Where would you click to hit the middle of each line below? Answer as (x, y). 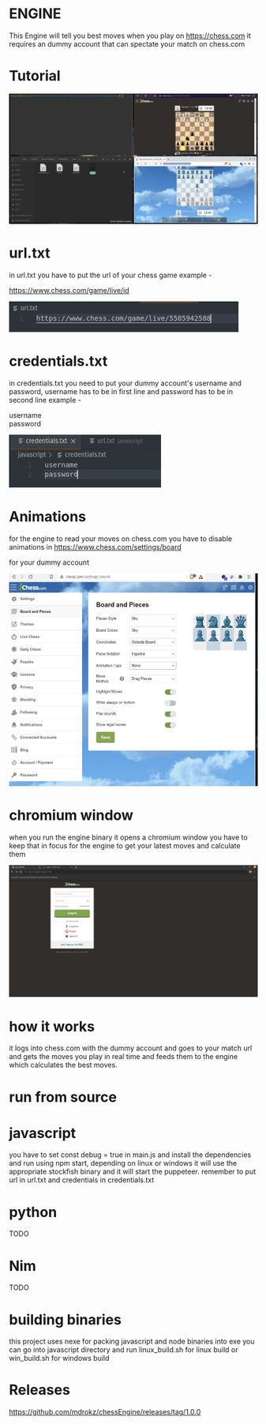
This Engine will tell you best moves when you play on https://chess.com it (130, 36)
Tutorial (35, 76)
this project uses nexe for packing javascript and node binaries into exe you (132, 1341)
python (33, 1212)
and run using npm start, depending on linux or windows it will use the (123, 1163)
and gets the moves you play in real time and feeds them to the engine (124, 1057)
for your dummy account (49, 562)
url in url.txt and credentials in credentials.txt (82, 1180)
